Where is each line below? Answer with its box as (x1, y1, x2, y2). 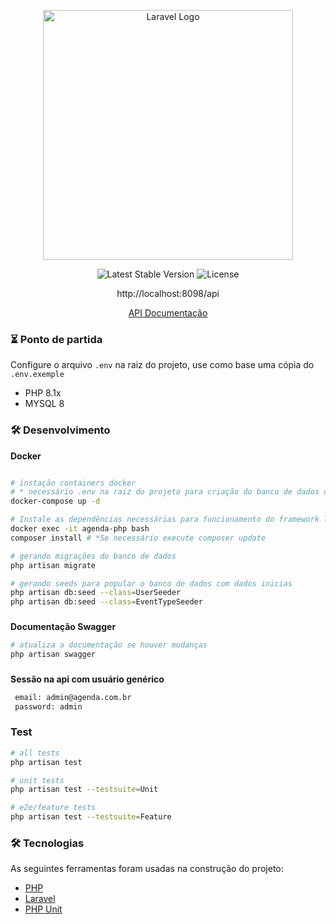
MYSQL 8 (24, 398, 65, 410)
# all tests (10, 748, 60, 758)
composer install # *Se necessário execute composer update (10, 533, 267, 543)
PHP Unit (24, 903, 63, 915)
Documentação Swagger (10, 621, 117, 633)
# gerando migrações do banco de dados (10, 551, 177, 561)
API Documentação (128, 307, 208, 319)
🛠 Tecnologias (10, 836, 85, 850)
